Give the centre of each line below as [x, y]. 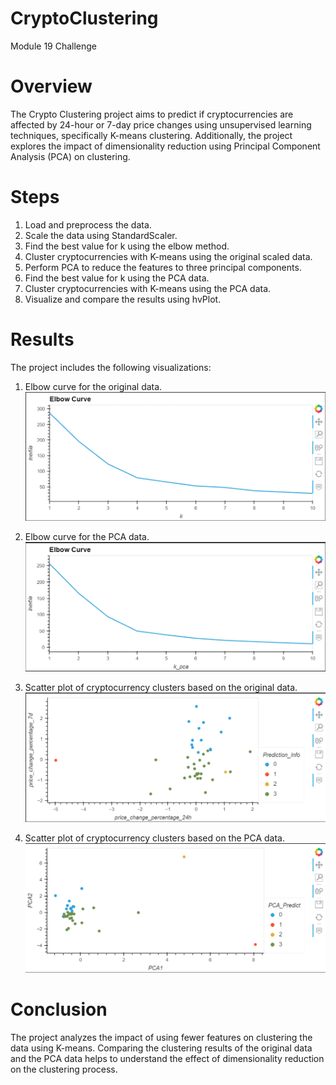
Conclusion [59, 1009]
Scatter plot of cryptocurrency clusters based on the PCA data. [155, 838]
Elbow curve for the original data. [93, 386]
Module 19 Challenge [54, 46]
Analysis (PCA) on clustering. [70, 156]
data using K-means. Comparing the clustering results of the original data [161, 1048]
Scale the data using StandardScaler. [101, 235]
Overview [51, 86]
